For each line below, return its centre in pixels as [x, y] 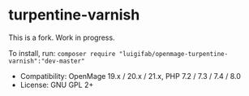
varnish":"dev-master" [47, 61]
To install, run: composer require [62, 53]
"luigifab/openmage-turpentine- [174, 54]
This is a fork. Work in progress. [62, 37]
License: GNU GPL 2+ [57, 85]
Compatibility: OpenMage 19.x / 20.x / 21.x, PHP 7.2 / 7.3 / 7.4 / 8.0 [130, 76]
